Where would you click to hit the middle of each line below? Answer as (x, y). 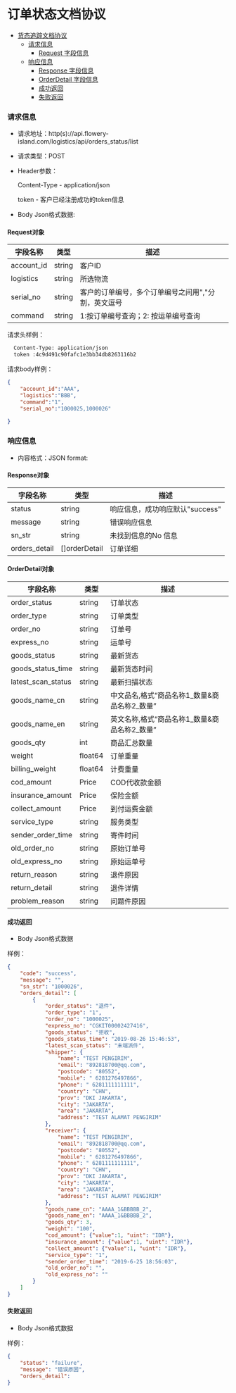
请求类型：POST (41, 156)
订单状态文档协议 (57, 14)
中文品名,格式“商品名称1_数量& (161, 696)
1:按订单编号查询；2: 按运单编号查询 (140, 316)
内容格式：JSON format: (53, 458)
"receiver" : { (65, 1131)
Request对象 (26, 232)
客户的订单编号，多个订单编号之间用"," (144, 292)
